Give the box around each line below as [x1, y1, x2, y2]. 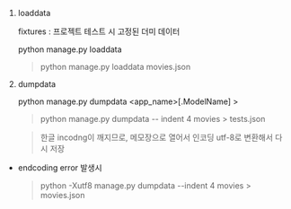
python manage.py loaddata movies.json [40, 62, 191, 72]
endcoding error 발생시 [17, 162, 102, 173]
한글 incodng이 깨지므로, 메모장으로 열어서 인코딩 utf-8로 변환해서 [40, 132, 274, 143]
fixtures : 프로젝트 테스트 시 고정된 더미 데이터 [17, 26, 181, 37]
